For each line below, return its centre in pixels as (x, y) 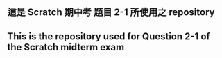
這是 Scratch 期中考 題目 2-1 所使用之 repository (111, 12)
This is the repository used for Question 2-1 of (109, 36)
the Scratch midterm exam (66, 47)
